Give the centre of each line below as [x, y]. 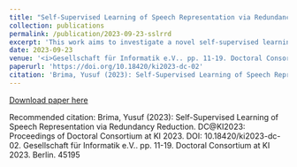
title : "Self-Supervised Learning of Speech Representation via [130, 17]
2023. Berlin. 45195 [45, 155]
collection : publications [57, 26]
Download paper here [49, 100]
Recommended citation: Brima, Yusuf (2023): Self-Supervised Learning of [144, 117]
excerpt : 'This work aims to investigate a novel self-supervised [134, 42]
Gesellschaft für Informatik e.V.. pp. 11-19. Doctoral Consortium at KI [147, 145]
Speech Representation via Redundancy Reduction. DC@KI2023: [127, 126]
